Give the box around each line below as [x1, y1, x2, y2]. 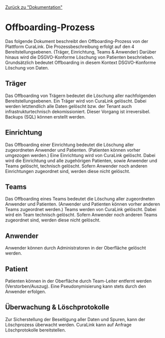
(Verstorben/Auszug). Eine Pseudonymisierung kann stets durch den [5, 283, 146, 289]
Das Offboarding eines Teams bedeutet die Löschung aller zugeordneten [5, 196, 155, 202]
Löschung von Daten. [5, 64, 49, 70]
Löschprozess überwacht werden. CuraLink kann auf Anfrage [5, 321, 132, 327]
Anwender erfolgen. [5, 288, 46, 294]
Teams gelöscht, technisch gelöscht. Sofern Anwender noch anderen [5, 162, 148, 169]
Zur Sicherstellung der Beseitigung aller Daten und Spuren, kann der [5, 316, 146, 322]
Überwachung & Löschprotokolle [5, 303, 110, 311]
